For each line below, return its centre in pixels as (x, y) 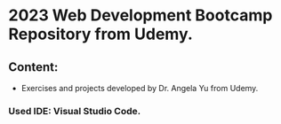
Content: (33, 67)
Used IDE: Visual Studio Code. (75, 111)
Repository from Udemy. (100, 34)
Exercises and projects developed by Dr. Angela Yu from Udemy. (140, 88)
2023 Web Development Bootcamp (140, 15)
